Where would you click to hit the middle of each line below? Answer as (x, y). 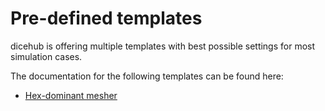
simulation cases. (46, 56)
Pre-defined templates (106, 18)
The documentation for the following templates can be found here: (147, 76)
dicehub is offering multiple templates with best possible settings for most (163, 46)
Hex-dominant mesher (71, 95)
